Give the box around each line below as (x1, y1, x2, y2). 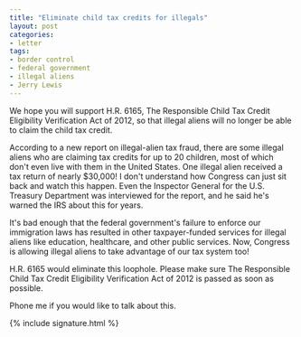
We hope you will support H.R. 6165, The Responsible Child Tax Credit (9, 105, 270, 116)
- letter (9, 38, 42, 48)
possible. (9, 282, 43, 294)
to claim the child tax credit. (9, 124, 113, 136)
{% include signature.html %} (9, 317, 119, 328)
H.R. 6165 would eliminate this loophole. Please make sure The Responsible (9, 263, 291, 274)
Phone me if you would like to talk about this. (9, 300, 176, 311)
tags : (9, 47, 30, 56)
